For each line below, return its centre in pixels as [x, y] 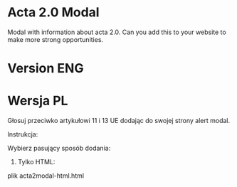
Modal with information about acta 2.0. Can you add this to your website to [117, 32]
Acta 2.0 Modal [53, 12]
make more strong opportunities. [56, 39]
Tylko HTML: [36, 162]
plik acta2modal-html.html [46, 176]
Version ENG [46, 69]
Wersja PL [38, 101]
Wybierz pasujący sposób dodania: [59, 148]
